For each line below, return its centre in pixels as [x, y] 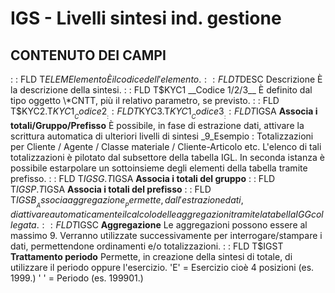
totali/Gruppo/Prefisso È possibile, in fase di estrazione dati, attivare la [157, 126]
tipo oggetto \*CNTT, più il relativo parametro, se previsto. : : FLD [145, 100]
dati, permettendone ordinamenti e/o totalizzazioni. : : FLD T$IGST [147, 246]
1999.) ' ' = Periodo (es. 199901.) [77, 278]
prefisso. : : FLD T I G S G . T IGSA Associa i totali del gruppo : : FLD [143, 179]
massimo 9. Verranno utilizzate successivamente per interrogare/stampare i [166, 236]
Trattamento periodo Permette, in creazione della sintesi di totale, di [151, 257]
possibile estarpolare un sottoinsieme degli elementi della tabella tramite [159, 168]
